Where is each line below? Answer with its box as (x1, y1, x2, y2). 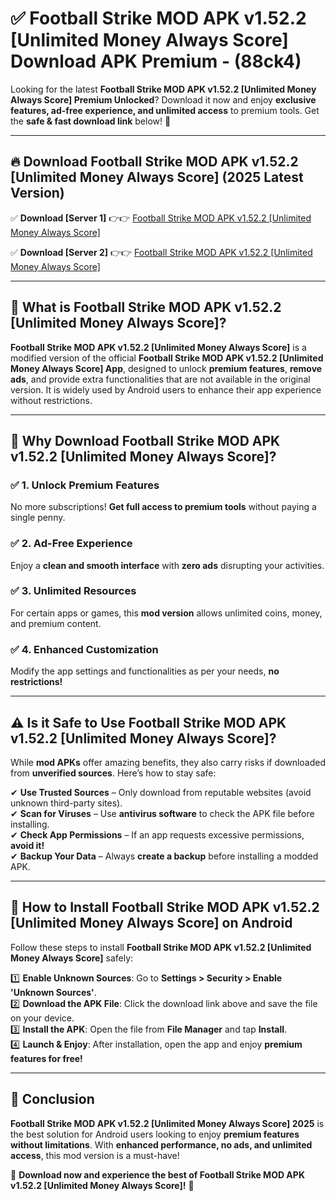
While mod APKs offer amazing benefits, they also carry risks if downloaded (10, 756, 327, 768)
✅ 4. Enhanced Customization (10, 642, 159, 656)
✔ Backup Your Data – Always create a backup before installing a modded (10, 850, 319, 862)
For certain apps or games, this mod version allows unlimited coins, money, (10, 607, 323, 619)
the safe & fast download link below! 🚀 (10, 115, 172, 127)
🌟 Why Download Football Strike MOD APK (10, 432, 281, 449)
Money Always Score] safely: (10, 952, 134, 964)
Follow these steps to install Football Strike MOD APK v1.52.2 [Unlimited (10, 941, 312, 953)
